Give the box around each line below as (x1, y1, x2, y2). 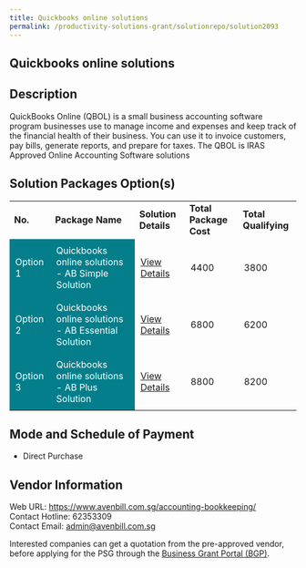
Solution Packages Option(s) (9, 176, 176, 191)
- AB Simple (56, 266, 109, 279)
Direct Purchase (22, 450, 84, 461)
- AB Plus (56, 380, 98, 393)
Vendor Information (9, 477, 123, 492)
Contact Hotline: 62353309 (9, 511, 112, 522)
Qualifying (242, 219, 290, 232)
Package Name (55, 213, 123, 226)
